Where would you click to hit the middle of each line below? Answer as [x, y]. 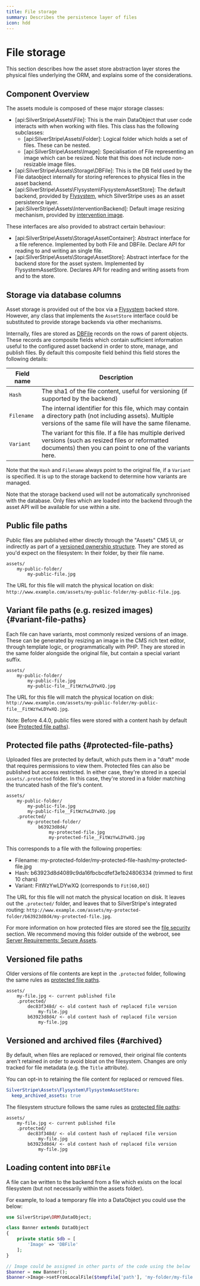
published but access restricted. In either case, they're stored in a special [96, 772]
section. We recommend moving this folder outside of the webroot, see [93, 934]
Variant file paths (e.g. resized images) [80, 610]
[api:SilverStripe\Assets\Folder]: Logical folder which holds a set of [106, 139]
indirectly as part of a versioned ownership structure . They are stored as [95, 546]
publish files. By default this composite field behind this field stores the [93, 352]
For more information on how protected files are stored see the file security [98, 928]
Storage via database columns [64, 295]
